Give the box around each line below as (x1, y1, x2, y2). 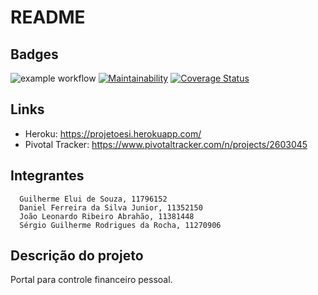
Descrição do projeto (10, 247, 144, 265)
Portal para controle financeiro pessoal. (10, 274, 173, 286)
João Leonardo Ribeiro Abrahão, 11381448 (19, 211, 195, 221)
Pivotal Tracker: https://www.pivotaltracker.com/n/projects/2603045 (24, 138, 308, 150)
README (10, 6, 86, 29)
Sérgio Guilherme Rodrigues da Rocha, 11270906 (19, 220, 222, 230)
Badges (10, 46, 59, 63)
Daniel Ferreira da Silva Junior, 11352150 (19, 202, 203, 213)
